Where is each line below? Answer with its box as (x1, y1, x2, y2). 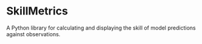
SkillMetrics (6, 4, 68, 18)
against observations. (6, 30, 61, 37)
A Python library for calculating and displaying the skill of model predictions (6, 24, 196, 31)
